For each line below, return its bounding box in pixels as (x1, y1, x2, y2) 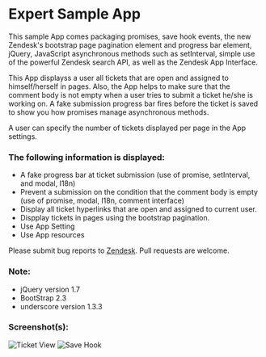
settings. (8, 131, 38, 141)
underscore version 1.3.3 (19, 301, 103, 311)
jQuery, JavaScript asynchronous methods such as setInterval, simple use (8, 48, 255, 58)
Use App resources (19, 230, 85, 240)
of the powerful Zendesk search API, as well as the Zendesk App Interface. (8, 57, 259, 67)
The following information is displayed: (8, 151, 166, 162)
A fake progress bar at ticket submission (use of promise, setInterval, (19, 170, 251, 180)
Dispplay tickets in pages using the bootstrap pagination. (19, 213, 210, 223)
